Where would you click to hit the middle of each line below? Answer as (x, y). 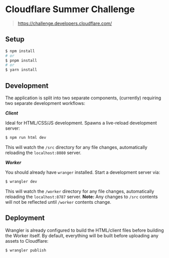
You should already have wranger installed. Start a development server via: (83, 172)
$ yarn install (21, 70)
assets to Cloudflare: (27, 241)
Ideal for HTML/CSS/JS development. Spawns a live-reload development (81, 123)
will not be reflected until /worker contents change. (58, 202)
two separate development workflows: (45, 103)
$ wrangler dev (21, 181)
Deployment (25, 218)
